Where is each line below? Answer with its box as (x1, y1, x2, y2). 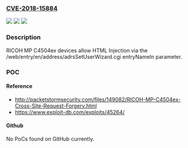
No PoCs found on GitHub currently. (6, 135, 95, 142)
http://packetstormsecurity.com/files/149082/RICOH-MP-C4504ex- (14, 96, 181, 103)
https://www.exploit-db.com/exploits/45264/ (14, 108, 125, 115)
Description (6, 33, 41, 42)
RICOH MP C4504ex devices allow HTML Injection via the (6, 46, 148, 54)
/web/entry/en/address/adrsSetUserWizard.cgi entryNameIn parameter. (6, 53, 183, 60)
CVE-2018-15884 (6, 4, 58, 12)
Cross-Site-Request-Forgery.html (14, 102, 97, 109)
